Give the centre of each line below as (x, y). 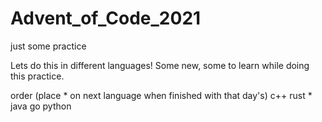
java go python (41, 106)
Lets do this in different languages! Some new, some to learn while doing (160, 65)
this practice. (37, 76)
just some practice (48, 46)
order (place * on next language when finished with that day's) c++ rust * (161, 95)
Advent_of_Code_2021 (106, 18)
